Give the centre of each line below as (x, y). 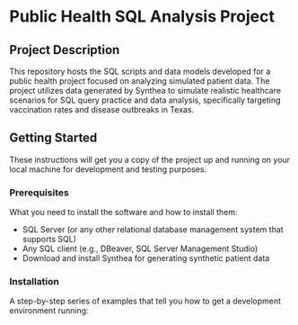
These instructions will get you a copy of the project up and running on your (149, 159)
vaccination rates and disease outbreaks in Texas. (102, 109)
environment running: (49, 311)
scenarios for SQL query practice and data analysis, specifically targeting (145, 100)
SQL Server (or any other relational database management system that (153, 230)
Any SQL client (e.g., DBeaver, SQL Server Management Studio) (140, 248)
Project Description (65, 50)
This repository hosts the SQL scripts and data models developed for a (140, 71)
